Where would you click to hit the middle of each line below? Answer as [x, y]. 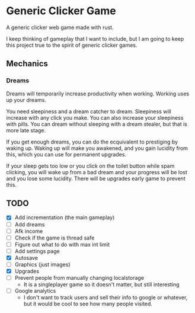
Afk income [29, 231]
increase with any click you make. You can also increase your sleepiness [95, 117]
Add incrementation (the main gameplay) [65, 218]
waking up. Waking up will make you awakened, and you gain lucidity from [97, 148]
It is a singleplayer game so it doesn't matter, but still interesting [101, 285]
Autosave [26, 258]
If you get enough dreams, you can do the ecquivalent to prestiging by [92, 142]
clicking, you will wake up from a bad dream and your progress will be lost [97, 172]
